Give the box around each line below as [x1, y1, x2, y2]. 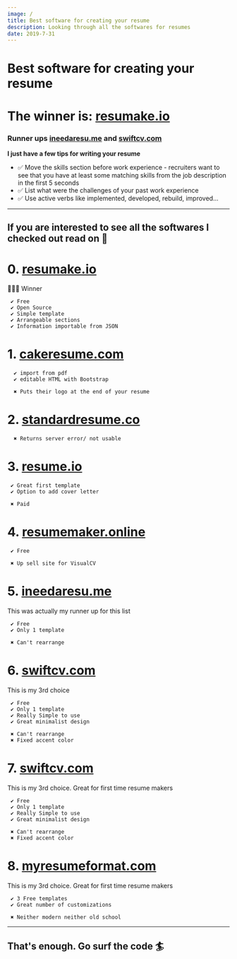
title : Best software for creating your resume [7, 17, 150, 24]
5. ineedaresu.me [7, 583, 112, 599]
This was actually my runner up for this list [7, 607, 130, 615]
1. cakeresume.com [7, 346, 124, 362]
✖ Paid [10, 500, 30, 508]
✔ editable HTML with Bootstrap [13, 376, 109, 383]
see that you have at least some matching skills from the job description [17, 171, 227, 179]
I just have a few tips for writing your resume [7, 149, 141, 158]
